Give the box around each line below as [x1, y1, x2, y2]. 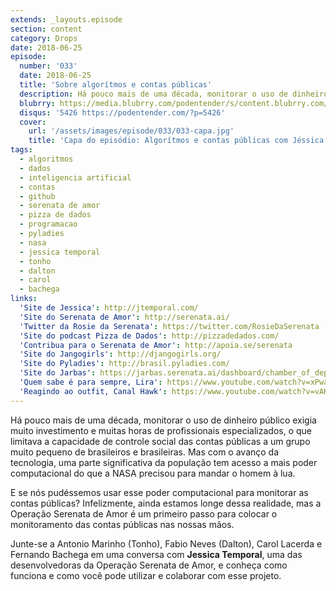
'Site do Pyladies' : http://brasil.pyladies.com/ [19, 359, 230, 369]
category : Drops [10, 33, 78, 43]
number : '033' [19, 61, 78, 71]
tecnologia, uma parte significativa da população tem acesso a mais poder [10, 456, 318, 468]
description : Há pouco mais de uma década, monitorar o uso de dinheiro [19, 89, 329, 99]
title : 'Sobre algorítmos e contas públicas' [19, 80, 213, 90]
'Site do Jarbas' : [19, 368, 97, 378]
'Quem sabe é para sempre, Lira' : [19, 377, 163, 387]
